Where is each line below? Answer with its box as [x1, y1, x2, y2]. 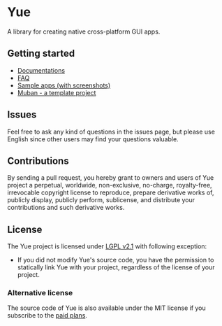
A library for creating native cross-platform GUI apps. [7, 27, 161, 36]
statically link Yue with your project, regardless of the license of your [17, 263, 215, 271]
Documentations [17, 66, 65, 74]
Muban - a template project [17, 88, 96, 97]
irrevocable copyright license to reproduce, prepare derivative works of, [7, 188, 214, 197]
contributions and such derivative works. [7, 204, 125, 212]
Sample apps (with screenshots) [17, 81, 111, 90]
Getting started [7, 48, 75, 59]
